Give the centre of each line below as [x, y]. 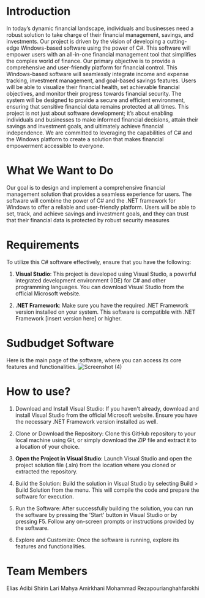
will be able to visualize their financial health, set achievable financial [93, 87]
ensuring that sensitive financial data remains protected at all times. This [98, 106]
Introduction [39, 11]
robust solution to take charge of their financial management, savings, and [100, 34]
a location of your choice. [47, 446]
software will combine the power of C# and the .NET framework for [91, 200]
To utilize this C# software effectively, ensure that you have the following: [99, 262]
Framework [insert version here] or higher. [69, 318]
